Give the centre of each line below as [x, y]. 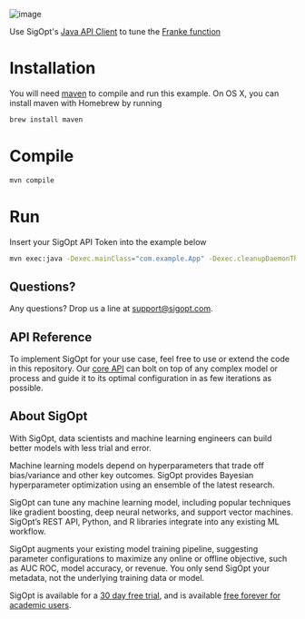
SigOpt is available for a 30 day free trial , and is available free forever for [145, 595]
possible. [26, 388]
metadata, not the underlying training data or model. [107, 577]
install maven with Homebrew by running [86, 103]
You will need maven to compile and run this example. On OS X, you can [144, 93]
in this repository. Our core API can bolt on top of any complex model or [144, 368]
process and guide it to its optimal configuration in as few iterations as [141, 378]
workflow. [28, 531]
